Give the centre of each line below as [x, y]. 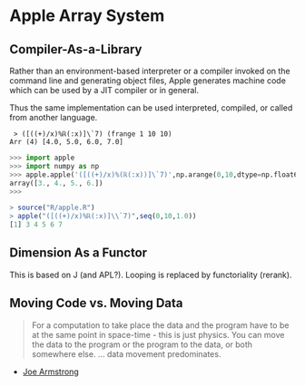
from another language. [54, 117]
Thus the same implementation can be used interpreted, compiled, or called [151, 108]
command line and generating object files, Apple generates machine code [148, 81]
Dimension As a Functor [79, 253]
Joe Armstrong [50, 372]
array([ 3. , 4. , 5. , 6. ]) [56, 183]
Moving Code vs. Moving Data [96, 303]
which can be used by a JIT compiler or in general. [104, 90]
